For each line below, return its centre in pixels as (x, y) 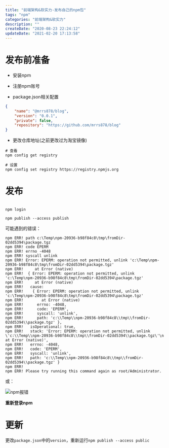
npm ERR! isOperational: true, (40, 327)
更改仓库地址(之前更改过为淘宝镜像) (50, 141)
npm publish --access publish (37, 219)
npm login (16, 210)
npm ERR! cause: (25, 287)
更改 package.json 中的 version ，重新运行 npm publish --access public (77, 440)
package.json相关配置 (36, 96)
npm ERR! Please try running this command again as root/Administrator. (83, 371)
